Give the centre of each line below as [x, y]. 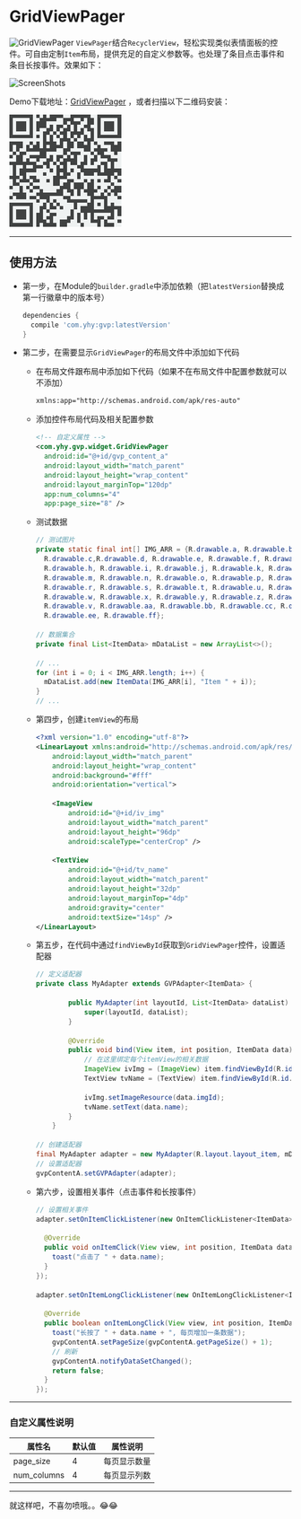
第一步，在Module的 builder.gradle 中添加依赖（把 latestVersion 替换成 [153, 285]
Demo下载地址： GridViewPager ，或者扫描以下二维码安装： [120, 101]
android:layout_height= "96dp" [124, 832]
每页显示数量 [127, 1462]
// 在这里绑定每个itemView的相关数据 [146, 1060]
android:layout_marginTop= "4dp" [128, 898]
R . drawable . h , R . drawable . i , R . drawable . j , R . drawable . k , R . [160, 568]
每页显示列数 [127, 1475]
